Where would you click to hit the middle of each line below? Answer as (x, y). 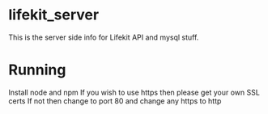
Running (37, 70)
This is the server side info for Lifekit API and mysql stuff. (104, 37)
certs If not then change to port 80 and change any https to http (115, 101)
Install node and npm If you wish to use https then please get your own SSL (134, 92)
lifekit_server (54, 15)
